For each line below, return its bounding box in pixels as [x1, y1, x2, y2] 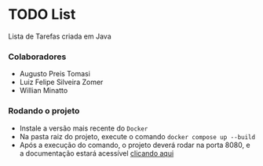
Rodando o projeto [8, 105, 80, 116]
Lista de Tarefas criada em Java [8, 31, 111, 41]
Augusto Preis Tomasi [19, 69, 90, 79]
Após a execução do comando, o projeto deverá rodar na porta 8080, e [19, 140, 250, 149]
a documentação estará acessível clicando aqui [19, 148, 174, 158]
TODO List [8, 6, 76, 24]
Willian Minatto [19, 86, 68, 95]
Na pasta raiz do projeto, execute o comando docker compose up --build [19, 131, 256, 141]
